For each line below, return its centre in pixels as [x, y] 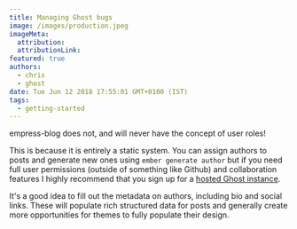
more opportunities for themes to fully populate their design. [119, 215]
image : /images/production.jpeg [69, 26]
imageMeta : [29, 34]
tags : [19, 100]
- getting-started [51, 108]
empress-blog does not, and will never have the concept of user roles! [137, 133]
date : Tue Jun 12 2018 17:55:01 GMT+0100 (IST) [99, 91]
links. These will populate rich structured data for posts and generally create [148, 206]
